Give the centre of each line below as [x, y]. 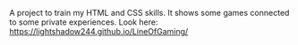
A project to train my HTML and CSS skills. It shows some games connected [149, 13]
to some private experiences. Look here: [84, 22]
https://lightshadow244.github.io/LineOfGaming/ [99, 31]
